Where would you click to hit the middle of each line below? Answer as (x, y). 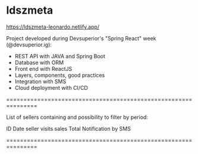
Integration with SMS (40, 81)
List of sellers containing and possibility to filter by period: (77, 117)
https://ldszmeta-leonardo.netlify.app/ (53, 27)
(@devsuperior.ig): (29, 45)
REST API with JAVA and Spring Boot (60, 56)
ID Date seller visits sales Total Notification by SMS (68, 128)
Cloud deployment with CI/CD (51, 87)
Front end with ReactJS (43, 68)
